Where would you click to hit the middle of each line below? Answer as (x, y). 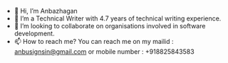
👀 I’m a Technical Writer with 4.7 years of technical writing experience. (118, 18)
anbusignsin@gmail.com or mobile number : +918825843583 (104, 52)
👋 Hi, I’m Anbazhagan (46, 11)
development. (34, 33)
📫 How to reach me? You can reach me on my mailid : (94, 41)
